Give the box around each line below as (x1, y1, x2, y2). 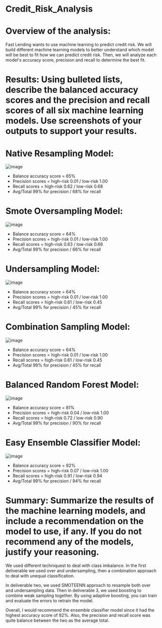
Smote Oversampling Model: (5, 206, 123, 217)
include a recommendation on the (5, 515, 144, 527)
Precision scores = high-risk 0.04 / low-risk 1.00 (12, 410, 109, 416)
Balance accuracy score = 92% (12, 462, 76, 468)
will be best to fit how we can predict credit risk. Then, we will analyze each (5, 52, 157, 58)
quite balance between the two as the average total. (5, 617, 110, 623)
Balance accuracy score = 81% (12, 405, 75, 410)
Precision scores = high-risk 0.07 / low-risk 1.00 (12, 467, 109, 473)
